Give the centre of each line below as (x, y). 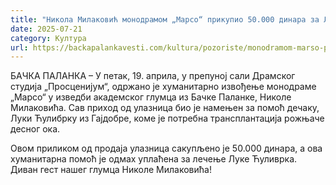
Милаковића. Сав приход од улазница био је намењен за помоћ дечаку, (165, 108)
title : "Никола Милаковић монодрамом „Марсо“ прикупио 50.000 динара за (165, 19)
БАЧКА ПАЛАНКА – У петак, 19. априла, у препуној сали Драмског (153, 76)
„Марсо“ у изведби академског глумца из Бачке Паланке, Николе (151, 97)
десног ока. (35, 129)
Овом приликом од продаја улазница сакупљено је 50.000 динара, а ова (166, 148)
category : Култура (48, 38)
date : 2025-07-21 (46, 29)
